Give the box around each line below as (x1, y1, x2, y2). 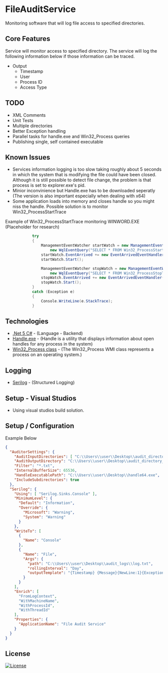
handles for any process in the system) (12, 341, 93, 347)
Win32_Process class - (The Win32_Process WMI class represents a (12, 347, 154, 353)
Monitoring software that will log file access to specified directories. (5, 20, 145, 26)
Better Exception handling (12, 128, 66, 134)
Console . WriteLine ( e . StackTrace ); (40, 298, 113, 303)
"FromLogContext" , (18, 593, 57, 599)
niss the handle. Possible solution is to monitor (12, 204, 108, 210)
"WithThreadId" (18, 607, 50, 613)
